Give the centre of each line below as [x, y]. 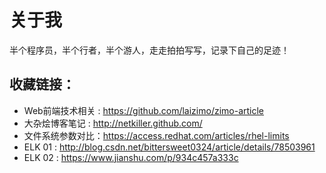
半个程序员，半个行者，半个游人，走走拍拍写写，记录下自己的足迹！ [149, 50]
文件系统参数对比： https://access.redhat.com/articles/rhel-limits [156, 135]
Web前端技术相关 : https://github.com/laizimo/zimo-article [144, 110]
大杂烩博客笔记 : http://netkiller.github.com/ [113, 123]
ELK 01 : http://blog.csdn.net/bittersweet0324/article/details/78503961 [169, 147]
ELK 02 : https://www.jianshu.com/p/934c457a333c [131, 157]
